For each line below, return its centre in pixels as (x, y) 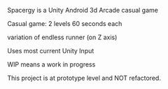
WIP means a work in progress (51, 64)
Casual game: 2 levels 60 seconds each (65, 23)
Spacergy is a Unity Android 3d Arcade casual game (83, 10)
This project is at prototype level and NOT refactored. (84, 78)
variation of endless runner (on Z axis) (62, 37)
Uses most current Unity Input (51, 51)
